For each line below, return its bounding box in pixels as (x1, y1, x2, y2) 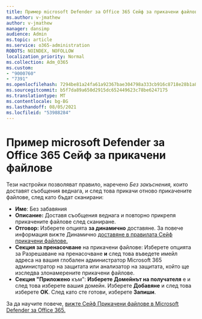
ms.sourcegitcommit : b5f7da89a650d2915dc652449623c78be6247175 (6, 87, 168, 93)
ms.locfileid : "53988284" (6, 110, 71, 116)
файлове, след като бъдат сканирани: (6, 194, 104, 201)
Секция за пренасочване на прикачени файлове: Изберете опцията (14, 244, 191, 251)
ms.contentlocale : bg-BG (6, 98, 69, 104)
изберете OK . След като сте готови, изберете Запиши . (14, 288, 156, 296)
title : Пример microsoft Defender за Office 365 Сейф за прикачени (6, 8, 179, 15)
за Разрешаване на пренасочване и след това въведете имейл (14, 250, 178, 258)
